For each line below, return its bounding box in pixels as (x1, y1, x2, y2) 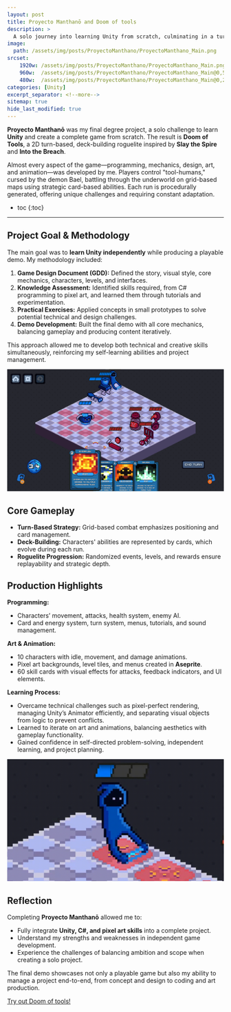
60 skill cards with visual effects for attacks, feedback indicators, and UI (16, 667, 222, 676)
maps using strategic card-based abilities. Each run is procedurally (7, 183, 197, 191)
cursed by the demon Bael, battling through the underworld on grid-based (7, 176, 217, 183)
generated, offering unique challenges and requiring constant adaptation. (7, 190, 215, 198)
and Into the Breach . (7, 148, 66, 155)
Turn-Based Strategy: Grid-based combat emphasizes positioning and (16, 523, 219, 532)
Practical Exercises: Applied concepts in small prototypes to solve (16, 305, 206, 314)
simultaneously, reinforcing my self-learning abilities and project (7, 348, 189, 356)
